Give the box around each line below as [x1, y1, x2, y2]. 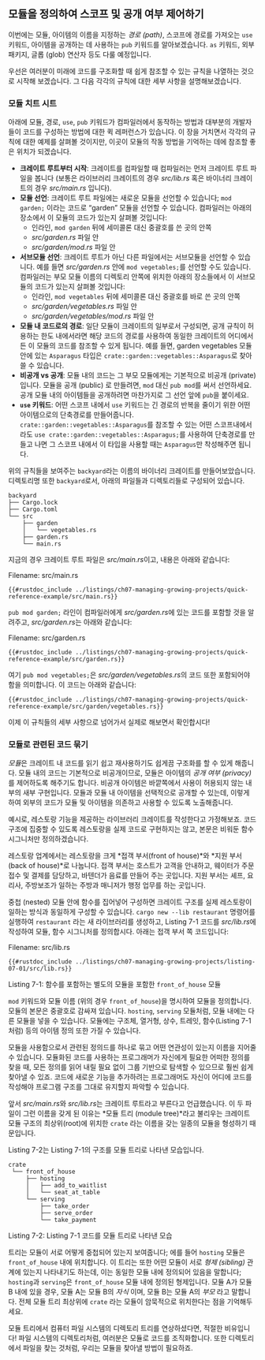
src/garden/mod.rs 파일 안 [31, 243, 116, 252]
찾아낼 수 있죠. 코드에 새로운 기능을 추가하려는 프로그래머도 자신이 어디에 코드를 [8, 1072, 252, 1082]
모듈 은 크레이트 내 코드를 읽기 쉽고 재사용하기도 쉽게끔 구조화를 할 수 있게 [8, 758, 233, 768]
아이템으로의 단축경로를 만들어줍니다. [19, 410, 134, 419]
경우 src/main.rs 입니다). [34, 184, 112, 193]
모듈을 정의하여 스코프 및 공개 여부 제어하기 [8, 7, 204, 21]
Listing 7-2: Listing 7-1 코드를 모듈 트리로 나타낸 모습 [8, 1231, 173, 1240]
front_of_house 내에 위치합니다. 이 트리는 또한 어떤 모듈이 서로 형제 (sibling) [8, 1258, 246, 1267]
